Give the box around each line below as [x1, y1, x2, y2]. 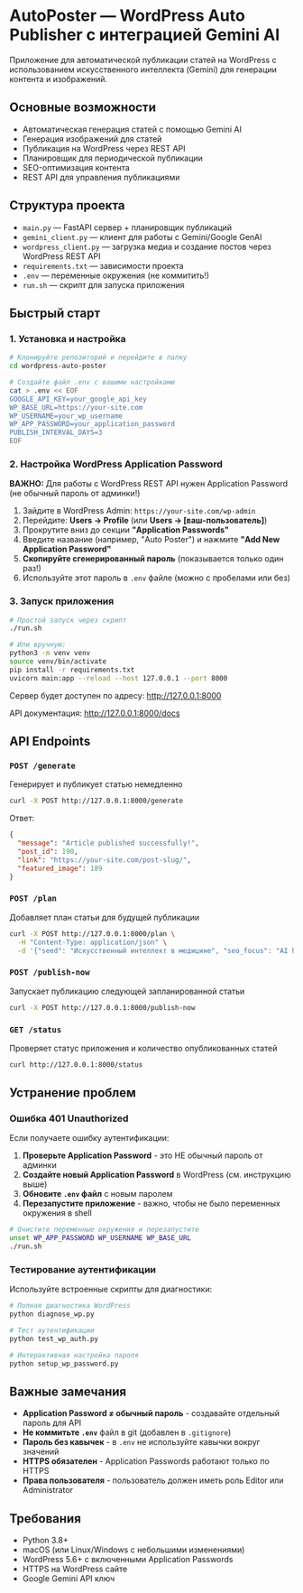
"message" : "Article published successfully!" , [17, 838, 200, 848]
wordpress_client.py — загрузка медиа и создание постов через [22, 241, 272, 252]
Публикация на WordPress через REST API [22, 143, 187, 153]
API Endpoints [9, 734, 91, 749]
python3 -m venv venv [9, 649, 91, 658]
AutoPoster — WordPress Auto [9, 5, 245, 26]
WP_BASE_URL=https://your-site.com [9, 403, 143, 412]
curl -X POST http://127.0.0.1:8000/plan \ [9, 929, 176, 939]
